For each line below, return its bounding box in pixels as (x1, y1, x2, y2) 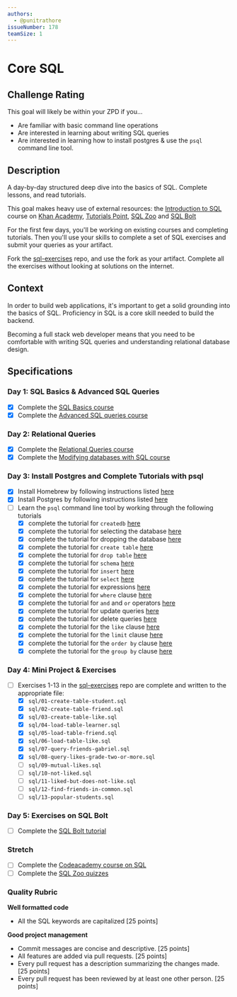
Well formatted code (7, 903, 69, 911)
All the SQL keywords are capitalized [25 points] (17, 916, 158, 925)
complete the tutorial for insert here (28, 566, 134, 575)
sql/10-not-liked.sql (28, 770, 92, 777)
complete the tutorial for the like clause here (28, 622, 161, 631)
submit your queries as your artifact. (7, 241, 113, 249)
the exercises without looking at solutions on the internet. (7, 262, 175, 270)
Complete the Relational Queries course (17, 445, 134, 453)
